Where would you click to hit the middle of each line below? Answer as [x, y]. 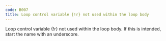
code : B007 [17, 10]
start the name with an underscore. [42, 34]
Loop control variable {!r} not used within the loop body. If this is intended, [83, 28]
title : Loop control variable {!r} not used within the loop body [77, 14]
